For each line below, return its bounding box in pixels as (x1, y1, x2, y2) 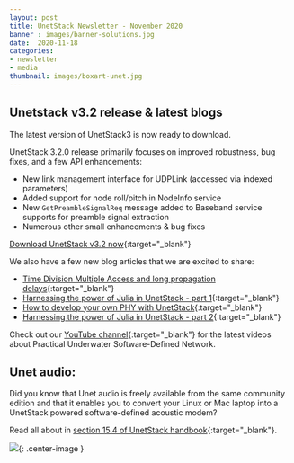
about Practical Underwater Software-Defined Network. (9, 338, 216, 349)
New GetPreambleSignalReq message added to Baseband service (22, 201, 263, 212)
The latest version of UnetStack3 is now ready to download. (9, 129, 232, 139)
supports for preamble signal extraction (22, 211, 169, 222)
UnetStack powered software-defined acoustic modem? (9, 407, 218, 418)
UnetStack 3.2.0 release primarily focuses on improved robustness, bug (9, 146, 276, 157)
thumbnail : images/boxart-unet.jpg (9, 72, 143, 81)
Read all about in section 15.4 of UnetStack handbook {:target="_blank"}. (9, 424, 277, 436)
